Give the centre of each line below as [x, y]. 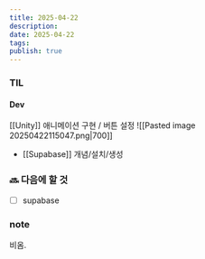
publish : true [36, 51]
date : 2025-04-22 [42, 34]
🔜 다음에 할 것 [39, 180]
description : [34, 26]
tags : [19, 43]
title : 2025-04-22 [44, 18]
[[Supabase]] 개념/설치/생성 [73, 154]
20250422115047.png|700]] [61, 135]
